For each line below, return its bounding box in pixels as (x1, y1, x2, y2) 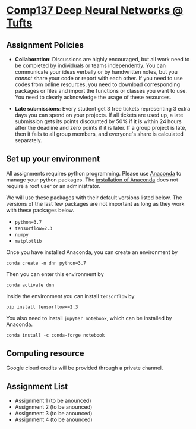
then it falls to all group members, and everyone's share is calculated (14, 130, 184, 137)
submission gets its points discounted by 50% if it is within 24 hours (14, 118, 182, 125)
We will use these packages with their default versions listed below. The (6, 194, 182, 201)
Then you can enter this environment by (6, 270, 104, 277)
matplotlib (14, 238, 42, 244)
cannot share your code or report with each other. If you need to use (14, 75, 183, 82)
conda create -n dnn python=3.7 (6, 260, 86, 266)
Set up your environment (6, 154, 100, 164)
